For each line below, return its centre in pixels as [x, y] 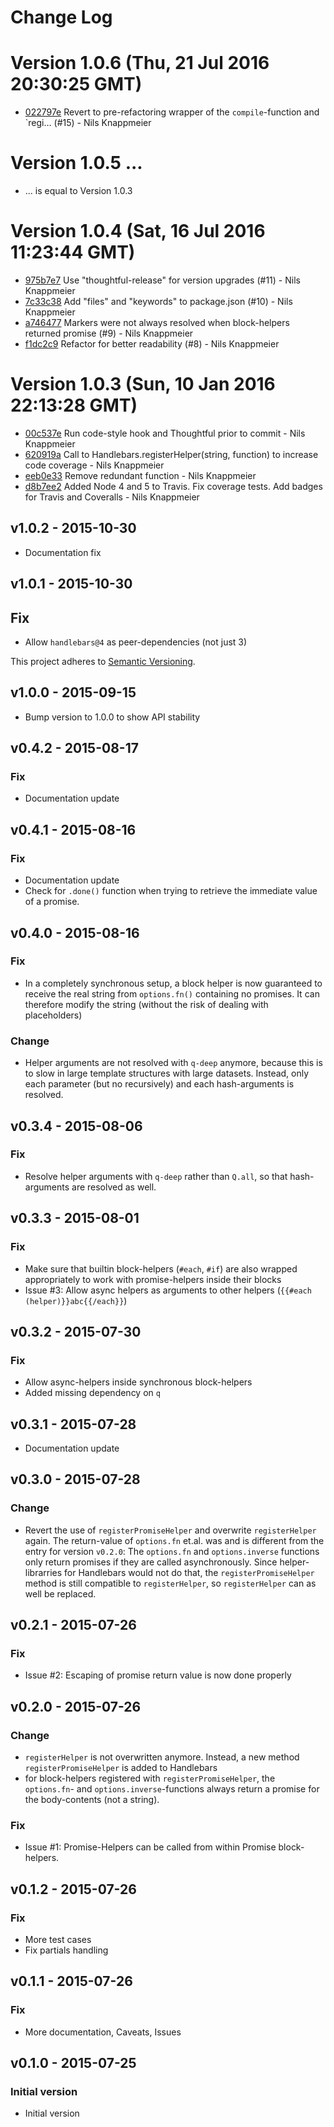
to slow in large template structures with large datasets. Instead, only [167, 1073]
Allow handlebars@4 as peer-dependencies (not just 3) [136, 642]
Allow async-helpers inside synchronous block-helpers [138, 1382]
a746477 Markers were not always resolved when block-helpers [157, 322]
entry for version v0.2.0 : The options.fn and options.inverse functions [172, 1551]
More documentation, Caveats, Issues [103, 2032]
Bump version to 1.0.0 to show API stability [112, 717]
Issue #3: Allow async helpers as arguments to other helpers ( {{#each [168, 1290]
